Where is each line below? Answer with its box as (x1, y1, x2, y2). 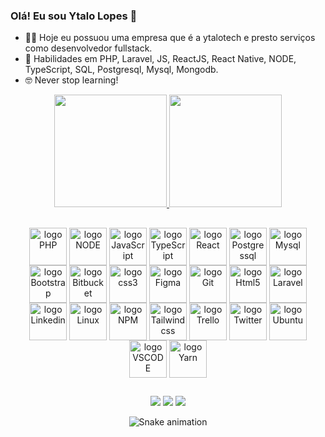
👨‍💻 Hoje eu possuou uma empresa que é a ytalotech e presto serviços (24, 32, 316, 44)
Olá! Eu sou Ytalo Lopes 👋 (10, 9, 138, 23)
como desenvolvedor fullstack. (24, 42, 153, 54)
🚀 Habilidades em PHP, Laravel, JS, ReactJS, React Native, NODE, (24, 53, 297, 65)
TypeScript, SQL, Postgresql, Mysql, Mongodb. (24, 64, 219, 76)
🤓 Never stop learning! (24, 74, 119, 86)
